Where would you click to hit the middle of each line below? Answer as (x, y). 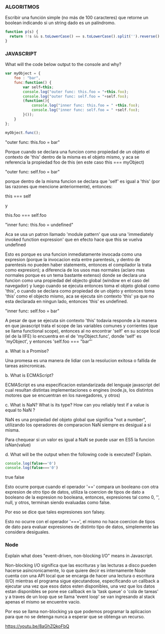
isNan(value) (18, 445)
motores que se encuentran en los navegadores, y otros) (63, 395)
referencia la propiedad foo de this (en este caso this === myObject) (75, 162)
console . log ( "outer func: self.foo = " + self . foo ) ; (76, 96)
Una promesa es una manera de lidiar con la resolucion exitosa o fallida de (81, 360)
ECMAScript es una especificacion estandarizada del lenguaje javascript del (82, 385)
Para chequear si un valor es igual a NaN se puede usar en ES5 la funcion (80, 439)
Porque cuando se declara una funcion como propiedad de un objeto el (78, 152)
